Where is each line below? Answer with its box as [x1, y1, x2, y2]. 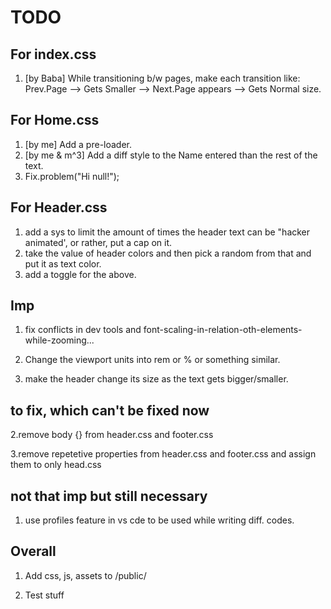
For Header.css [10, 199, 108, 216]
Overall [10, 543, 57, 560]
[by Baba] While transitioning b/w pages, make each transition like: [24, 72, 301, 84]
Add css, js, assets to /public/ [24, 569, 147, 581]
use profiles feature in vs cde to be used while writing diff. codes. [24, 514, 295, 526]
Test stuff [24, 589, 65, 601]
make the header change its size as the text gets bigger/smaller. [24, 373, 289, 385]
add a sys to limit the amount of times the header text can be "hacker [24, 226, 311, 238]
